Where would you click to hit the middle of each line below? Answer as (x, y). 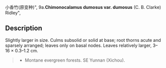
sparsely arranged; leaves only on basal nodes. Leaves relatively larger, (79, 45)
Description (24, 28)
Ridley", (13, 13)
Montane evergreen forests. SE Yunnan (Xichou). (75, 60)
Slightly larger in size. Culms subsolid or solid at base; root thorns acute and (83, 40)
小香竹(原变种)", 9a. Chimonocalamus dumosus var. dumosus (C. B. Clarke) (83, 7)
